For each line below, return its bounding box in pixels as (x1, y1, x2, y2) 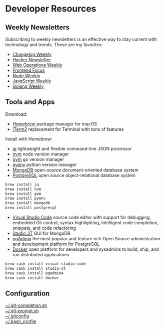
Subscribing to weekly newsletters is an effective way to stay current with (5, 36, 157, 42)
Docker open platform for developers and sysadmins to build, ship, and (12, 246, 159, 252)
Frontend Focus (12, 67, 45, 73)
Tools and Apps (5, 98, 55, 106)
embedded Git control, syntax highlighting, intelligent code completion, (12, 220, 159, 226)
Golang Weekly (12, 83, 44, 89)
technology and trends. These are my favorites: (5, 42, 103, 48)
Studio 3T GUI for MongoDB (12, 230, 71, 236)
